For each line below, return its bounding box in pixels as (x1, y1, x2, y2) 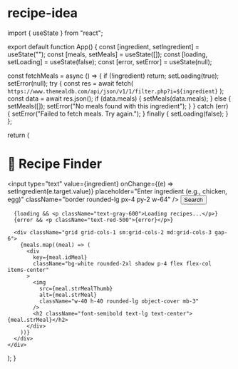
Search (184, 196, 203, 203)
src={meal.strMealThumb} (38, 285, 113, 292)
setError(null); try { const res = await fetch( (7, 79, 134, 87)
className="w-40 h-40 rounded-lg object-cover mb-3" (38, 298, 200, 305)
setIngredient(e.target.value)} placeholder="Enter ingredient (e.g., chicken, (7, 187, 228, 196)
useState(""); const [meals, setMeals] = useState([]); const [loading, (7, 50, 208, 59)
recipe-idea (7, 5, 78, 21)
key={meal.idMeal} (33, 253, 88, 261)
